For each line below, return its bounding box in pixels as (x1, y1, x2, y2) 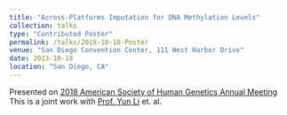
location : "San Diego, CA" (9, 63, 109, 72)
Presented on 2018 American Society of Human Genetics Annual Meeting (9, 86, 278, 97)
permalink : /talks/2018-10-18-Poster (9, 37, 149, 47)
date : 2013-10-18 (9, 54, 74, 63)
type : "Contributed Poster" (9, 29, 114, 38)
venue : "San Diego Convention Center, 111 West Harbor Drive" (9, 46, 244, 55)
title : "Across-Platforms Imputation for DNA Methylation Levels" (9, 12, 260, 22)
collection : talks (9, 21, 77, 30)
